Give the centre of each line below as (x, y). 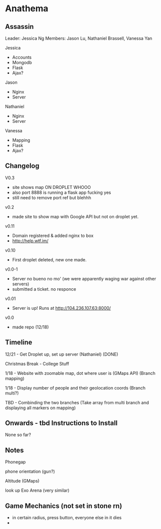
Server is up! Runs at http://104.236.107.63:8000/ (61, 308)
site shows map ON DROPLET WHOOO (51, 187)
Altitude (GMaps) (22, 481)
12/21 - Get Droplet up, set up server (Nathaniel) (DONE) (62, 354)
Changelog (22, 166)
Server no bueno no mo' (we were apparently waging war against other (84, 278)
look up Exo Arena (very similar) (37, 490)
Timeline (19, 342)
